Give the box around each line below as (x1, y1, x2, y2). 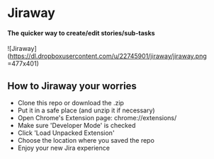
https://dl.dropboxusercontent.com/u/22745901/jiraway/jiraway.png (9, 52, 207, 61)
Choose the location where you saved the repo (17, 136, 154, 145)
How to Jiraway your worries (7, 80, 137, 92)
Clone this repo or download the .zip (17, 99, 124, 107)
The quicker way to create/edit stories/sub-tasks (7, 28, 155, 37)
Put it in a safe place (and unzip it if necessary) (17, 106, 155, 114)
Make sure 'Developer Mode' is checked (17, 122, 136, 130)
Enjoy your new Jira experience (17, 143, 110, 153)
